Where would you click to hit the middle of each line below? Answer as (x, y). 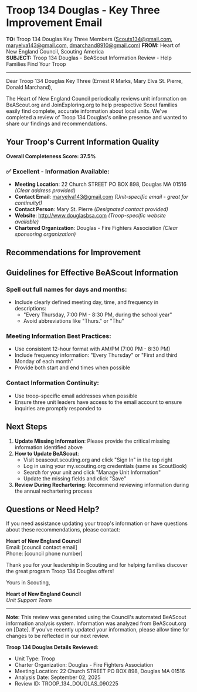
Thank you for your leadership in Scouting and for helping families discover (97, 565)
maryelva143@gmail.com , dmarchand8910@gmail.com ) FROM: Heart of (93, 45)
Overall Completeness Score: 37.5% (51, 156)
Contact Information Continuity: (53, 383)
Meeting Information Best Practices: (59, 336)
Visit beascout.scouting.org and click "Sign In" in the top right (98, 460)
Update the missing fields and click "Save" (75, 478)
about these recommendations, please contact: (63, 530)
